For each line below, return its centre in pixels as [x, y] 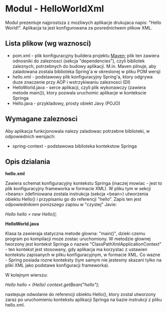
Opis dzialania [28, 161]
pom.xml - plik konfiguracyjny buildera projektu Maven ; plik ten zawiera [86, 55]
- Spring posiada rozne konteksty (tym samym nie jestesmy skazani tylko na [83, 260]
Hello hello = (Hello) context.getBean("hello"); [52, 285]
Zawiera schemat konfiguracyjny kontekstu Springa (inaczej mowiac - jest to [84, 183]
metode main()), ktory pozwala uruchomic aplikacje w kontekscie [79, 92]
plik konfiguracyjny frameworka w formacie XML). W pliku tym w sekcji [78, 189]
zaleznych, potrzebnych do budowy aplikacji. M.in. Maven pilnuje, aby [84, 66]
